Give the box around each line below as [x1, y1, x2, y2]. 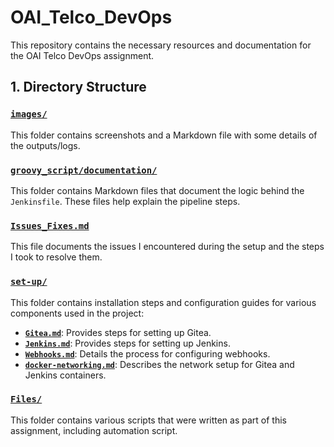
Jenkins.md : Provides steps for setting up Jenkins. [24, 337, 231, 349]
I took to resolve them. [10, 251, 103, 263]
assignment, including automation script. [10, 424, 178, 436]
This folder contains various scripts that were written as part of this [10, 414, 287, 426]
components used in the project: [10, 307, 145, 319]
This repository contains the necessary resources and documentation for [10, 39, 312, 51]
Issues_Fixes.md [10, 220, 90, 231]
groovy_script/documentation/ [10, 164, 158, 176]
